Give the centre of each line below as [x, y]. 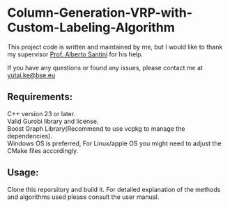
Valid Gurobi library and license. [53, 121]
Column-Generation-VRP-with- [100, 13]
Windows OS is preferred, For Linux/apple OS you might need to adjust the [114, 143]
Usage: [23, 173]
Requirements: [40, 97]
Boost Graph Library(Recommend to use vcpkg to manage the [96, 128]
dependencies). [30, 136]
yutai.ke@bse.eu [31, 75]
